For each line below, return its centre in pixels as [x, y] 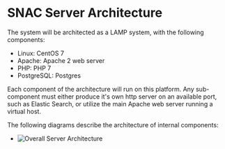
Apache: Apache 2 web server [61, 60]
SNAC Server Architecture [85, 13]
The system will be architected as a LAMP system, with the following [106, 32]
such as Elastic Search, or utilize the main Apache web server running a [110, 104]
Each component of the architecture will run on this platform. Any [101, 89]
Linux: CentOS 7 [41, 53]
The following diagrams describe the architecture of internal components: [113, 125]
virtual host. [24, 111]
